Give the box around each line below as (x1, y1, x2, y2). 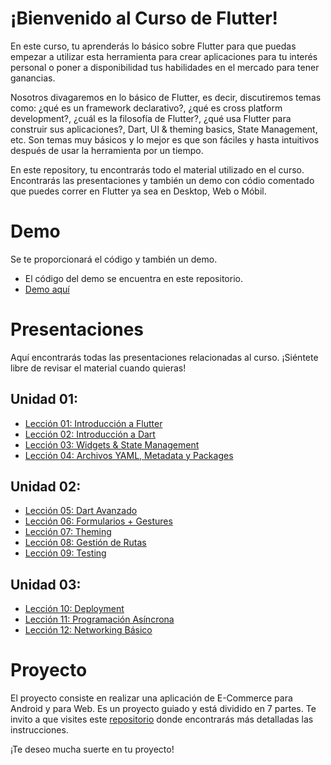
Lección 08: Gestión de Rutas (24, 537, 147, 549)
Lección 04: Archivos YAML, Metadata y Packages (24, 449, 234, 461)
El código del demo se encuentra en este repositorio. (24, 272, 243, 284)
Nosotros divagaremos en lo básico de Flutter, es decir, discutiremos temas (10, 91, 322, 103)
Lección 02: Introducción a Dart (24, 428, 156, 440)
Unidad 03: (10, 576, 82, 593)
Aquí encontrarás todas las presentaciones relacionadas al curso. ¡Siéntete (10, 351, 319, 363)
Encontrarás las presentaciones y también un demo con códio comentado (10, 174, 315, 186)
